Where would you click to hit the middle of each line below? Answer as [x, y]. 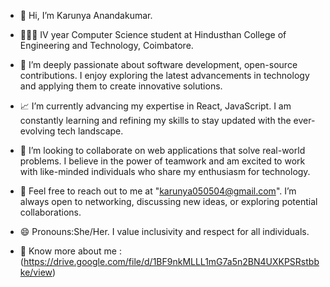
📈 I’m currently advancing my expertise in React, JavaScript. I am [155, 106]
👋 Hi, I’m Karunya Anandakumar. [86, 15]
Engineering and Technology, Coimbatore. [106, 45]
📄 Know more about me [68, 251]
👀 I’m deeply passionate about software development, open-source [158, 64]
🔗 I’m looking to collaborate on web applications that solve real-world [162, 150]
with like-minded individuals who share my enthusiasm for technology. [165, 171]
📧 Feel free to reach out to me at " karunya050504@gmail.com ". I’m [158, 191]
